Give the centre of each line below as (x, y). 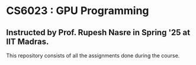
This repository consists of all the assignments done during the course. (93, 56)
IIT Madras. (28, 41)
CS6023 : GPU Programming (78, 11)
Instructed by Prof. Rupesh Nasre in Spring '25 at (98, 32)
